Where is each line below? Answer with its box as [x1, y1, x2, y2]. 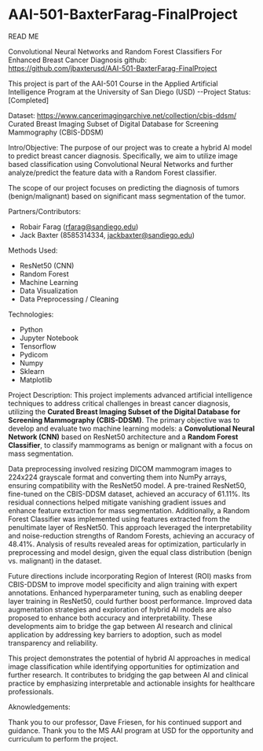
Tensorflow [19, 341, 57, 351]
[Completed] [8, 95, 49, 105]
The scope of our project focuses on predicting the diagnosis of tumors [8, 183, 239, 192]
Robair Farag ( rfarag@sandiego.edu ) [19, 222, 139, 231]
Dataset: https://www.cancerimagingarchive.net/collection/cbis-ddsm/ [8, 110, 237, 120]
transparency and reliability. [8, 638, 98, 647]
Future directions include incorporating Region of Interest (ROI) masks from [8, 571, 252, 580]
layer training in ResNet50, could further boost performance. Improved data [8, 596, 253, 605]
